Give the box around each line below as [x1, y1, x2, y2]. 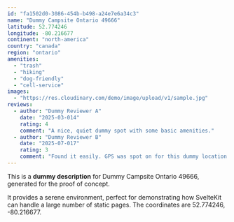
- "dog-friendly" [13, 75, 64, 82]
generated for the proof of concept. [7, 179, 110, 188]
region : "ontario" [7, 50, 61, 57]
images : [7, 88, 30, 95]
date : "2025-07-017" [20, 140, 80, 147]
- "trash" [13, 62, 42, 69]
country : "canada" [7, 43, 61, 50]
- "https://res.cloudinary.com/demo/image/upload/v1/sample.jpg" [13, 95, 209, 102]
